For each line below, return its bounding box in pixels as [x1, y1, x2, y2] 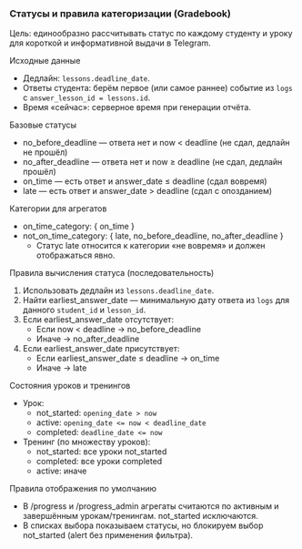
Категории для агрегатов [9, 203, 107, 214]
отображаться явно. [35, 249, 116, 261]
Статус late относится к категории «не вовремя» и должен [35, 240, 266, 251]
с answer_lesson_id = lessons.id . [22, 92, 151, 103]
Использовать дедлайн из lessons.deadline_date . [22, 285, 215, 296]
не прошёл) [22, 147, 68, 158]
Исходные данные [9, 56, 81, 66]
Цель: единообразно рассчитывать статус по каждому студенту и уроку [9, 28, 293, 39]
